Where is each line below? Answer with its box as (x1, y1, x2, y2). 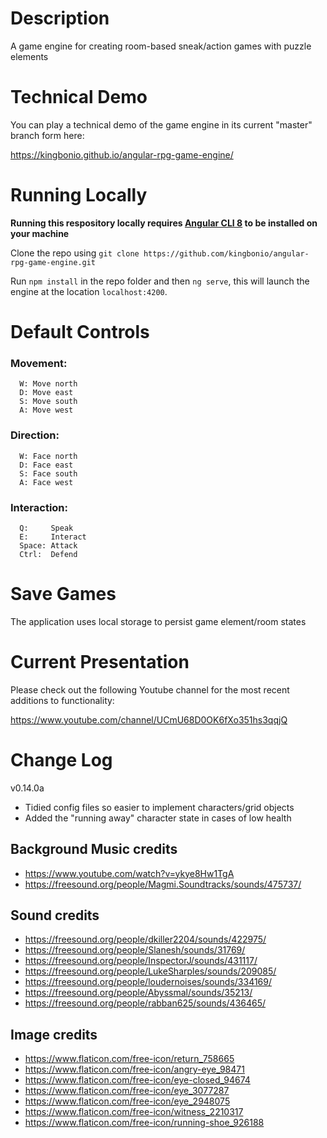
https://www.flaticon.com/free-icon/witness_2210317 (24, 1106, 244, 1118)
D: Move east (19, 388, 74, 398)
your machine (10, 227, 70, 239)
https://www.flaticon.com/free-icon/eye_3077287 (24, 1085, 230, 1097)
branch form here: (10, 129, 85, 141)
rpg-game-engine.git (10, 257, 97, 267)
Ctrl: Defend (19, 549, 78, 559)
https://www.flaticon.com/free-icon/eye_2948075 (24, 1095, 231, 1107)
